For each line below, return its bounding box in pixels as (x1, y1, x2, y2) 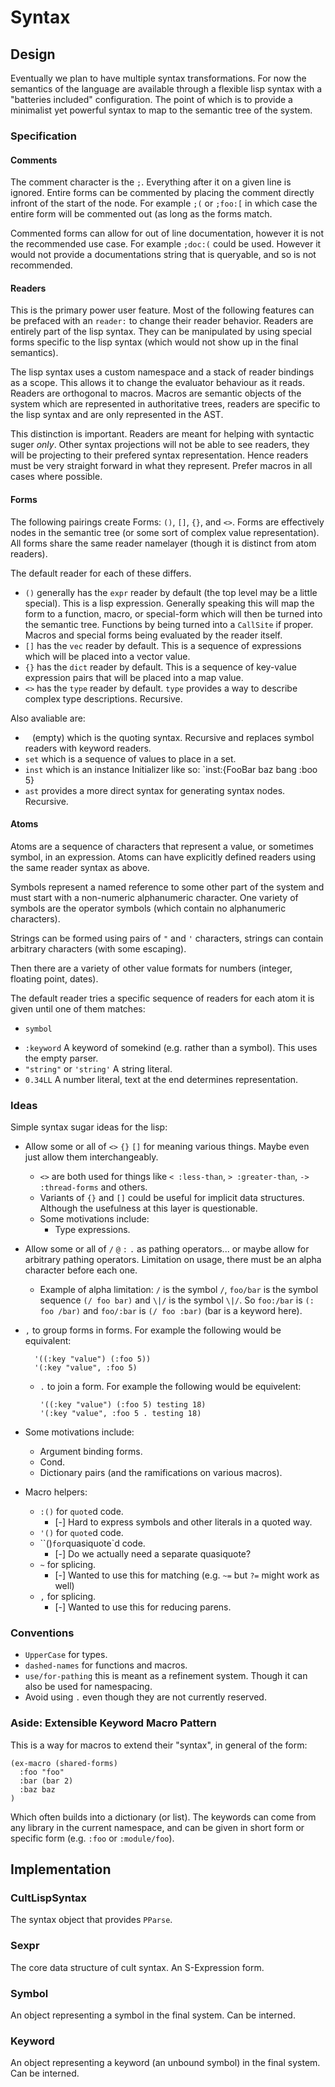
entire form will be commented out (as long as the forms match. (10, 208, 273, 220)
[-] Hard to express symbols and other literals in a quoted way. (54, 1516, 313, 1528)
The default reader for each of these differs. (10, 567, 192, 579)
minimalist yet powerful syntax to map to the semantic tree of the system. (10, 104, 313, 116)
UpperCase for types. (24, 1649, 108, 1661)
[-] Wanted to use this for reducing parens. (54, 1601, 232, 1613)
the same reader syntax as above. (10, 861, 150, 873)
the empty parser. (24, 1052, 99, 1064)
